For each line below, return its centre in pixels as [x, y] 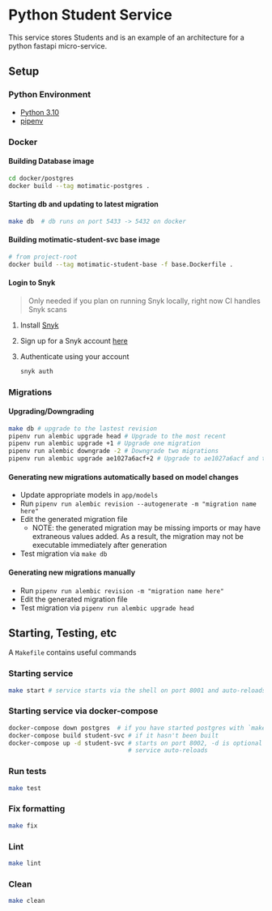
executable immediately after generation [100, 545]
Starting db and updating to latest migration [84, 204]
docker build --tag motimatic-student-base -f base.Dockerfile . [121, 264]
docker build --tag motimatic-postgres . [79, 186]
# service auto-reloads [168, 751]
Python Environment [50, 95]
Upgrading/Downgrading [51, 412]
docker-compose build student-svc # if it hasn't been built [114, 735]
